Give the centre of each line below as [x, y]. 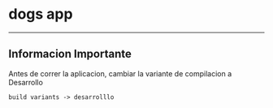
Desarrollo [26, 82]
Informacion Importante [70, 54]
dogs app [41, 14]
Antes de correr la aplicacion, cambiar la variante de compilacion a [120, 73]
